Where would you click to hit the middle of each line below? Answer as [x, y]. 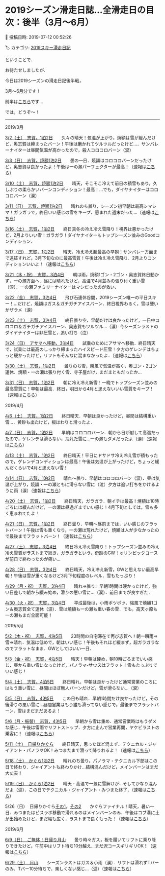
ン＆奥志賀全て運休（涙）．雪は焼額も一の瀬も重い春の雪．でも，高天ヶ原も [82, 609]
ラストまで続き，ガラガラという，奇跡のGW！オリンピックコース [92, 553]
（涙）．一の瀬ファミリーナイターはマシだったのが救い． [62, 287]
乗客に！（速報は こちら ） [31, 733]
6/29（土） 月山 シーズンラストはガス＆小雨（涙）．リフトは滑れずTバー [82, 862]
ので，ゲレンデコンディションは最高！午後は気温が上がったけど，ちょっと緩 [82, 461]
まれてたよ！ [27, 513]
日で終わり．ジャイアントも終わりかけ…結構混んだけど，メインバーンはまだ [82, 767]
